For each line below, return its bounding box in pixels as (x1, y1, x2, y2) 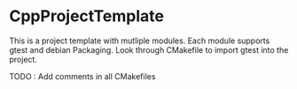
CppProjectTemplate (9, 6, 164, 26)
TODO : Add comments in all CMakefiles (9, 70, 156, 81)
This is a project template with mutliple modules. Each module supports (9, 35, 270, 46)
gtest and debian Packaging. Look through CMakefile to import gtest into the (9, 44, 289, 55)
